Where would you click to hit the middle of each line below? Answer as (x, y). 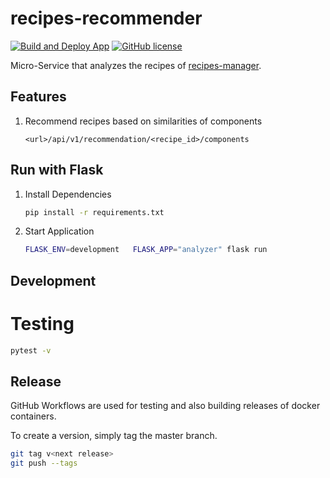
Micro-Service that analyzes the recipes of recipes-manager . (136, 65)
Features (38, 97)
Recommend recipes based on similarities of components (143, 121)
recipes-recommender (106, 18)
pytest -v (31, 350)
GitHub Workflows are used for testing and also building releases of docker (165, 406)
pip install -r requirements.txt (94, 212)
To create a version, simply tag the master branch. (114, 436)
